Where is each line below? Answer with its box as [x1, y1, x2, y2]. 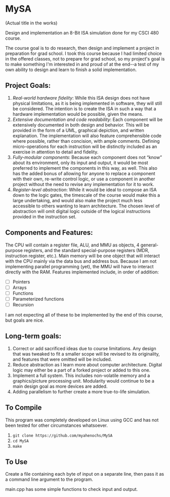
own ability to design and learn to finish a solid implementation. [5, 67, 137, 73]
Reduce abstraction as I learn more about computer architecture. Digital [12, 361, 162, 367]
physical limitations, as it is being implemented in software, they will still [12, 100, 162, 106]
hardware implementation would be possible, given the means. [12, 111, 144, 117]
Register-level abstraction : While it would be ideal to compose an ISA [12, 187, 157, 193]
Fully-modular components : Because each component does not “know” [12, 154, 162, 160]
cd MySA [12, 438, 29, 444]
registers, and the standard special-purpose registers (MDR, [23, 247, 150, 253]
